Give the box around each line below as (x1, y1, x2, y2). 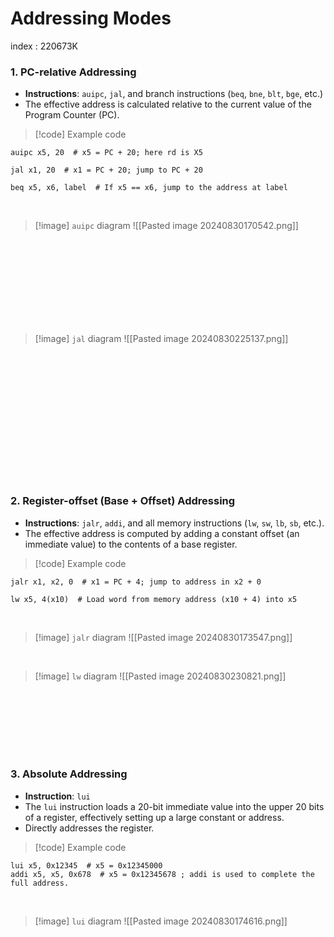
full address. (10, 878, 70, 888)
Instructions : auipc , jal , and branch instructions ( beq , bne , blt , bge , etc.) (24, 88, 324, 100)
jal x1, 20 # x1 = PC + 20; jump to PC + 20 (10, 165, 203, 176)
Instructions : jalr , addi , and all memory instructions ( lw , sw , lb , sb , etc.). (24, 517, 325, 529)
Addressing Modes (10, 7, 172, 30)
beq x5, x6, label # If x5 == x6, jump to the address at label (10, 183, 288, 193)
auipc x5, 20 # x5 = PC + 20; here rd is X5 (10, 148, 203, 158)
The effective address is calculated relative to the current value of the (24, 98, 312, 111)
